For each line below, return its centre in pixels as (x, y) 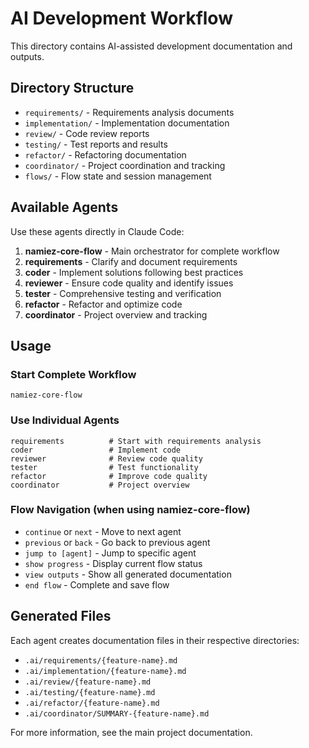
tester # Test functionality (104, 467)
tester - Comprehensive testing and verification (123, 293)
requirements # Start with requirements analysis (136, 441)
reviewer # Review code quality (106, 458)
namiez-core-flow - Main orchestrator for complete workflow (152, 251)
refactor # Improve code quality (109, 476)
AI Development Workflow (121, 18)
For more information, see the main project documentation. (131, 732)
